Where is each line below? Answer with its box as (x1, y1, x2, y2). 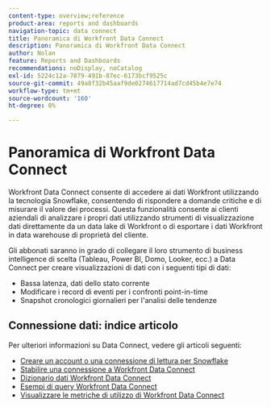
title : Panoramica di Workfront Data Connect (8, 34, 164, 43)
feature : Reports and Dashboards (8, 57, 121, 65)
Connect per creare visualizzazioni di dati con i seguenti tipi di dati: (8, 263, 231, 272)
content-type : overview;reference (8, 11, 125, 20)
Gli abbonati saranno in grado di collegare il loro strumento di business (8, 246, 244, 255)
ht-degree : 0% (8, 102, 56, 110)
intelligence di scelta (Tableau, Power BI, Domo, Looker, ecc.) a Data (8, 255, 236, 264)
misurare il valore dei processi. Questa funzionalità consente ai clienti (8, 205, 240, 214)
